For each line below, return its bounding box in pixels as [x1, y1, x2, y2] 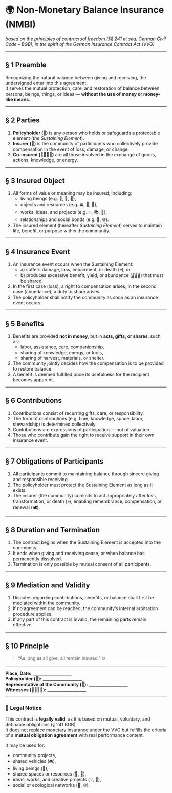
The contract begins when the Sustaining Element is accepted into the [12, 539, 161, 545]
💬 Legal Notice [5, 704, 42, 711]
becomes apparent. [12, 377, 54, 383]
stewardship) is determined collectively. [12, 421, 97, 427]
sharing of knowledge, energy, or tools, [20, 349, 103, 355]
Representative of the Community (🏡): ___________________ [5, 681, 128, 688]
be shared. [20, 278, 44, 284]
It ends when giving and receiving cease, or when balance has [12, 550, 145, 557]
